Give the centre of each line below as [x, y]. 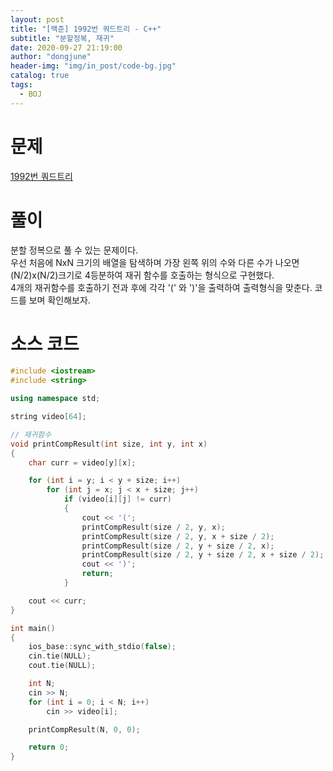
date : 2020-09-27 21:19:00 [66, 47]
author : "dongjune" [51, 57]
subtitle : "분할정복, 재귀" [62, 38]
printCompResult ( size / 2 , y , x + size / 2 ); [178, 536]
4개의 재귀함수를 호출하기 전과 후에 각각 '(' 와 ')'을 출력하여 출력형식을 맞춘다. [161, 287]
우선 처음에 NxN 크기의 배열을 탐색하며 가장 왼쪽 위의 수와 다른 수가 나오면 [155, 262]
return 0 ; [49, 747]
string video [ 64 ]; [48, 417]
